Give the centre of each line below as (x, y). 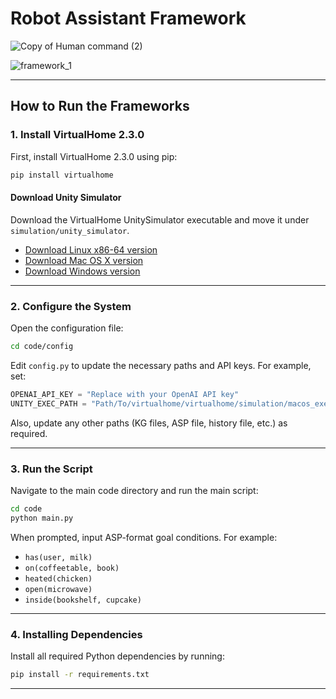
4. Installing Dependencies (76, 634)
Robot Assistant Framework (128, 18)
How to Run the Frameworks (100, 106)
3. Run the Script (51, 469)
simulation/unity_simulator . (70, 230)
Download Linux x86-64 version (91, 249)
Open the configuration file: (67, 328)
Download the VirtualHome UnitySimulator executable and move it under (160, 219)
